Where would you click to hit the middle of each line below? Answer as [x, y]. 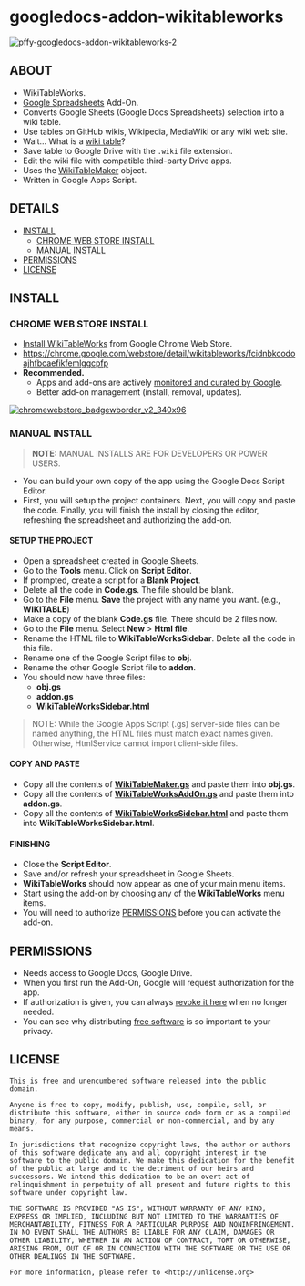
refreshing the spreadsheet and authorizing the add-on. [127, 519]
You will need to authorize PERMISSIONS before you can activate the [152, 913]
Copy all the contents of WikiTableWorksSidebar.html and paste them [155, 813]
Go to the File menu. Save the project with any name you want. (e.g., [151, 599]
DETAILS [35, 208]
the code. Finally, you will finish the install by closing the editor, [141, 510]
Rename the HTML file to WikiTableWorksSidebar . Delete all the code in [159, 638]
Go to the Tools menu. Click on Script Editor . [107, 570]
